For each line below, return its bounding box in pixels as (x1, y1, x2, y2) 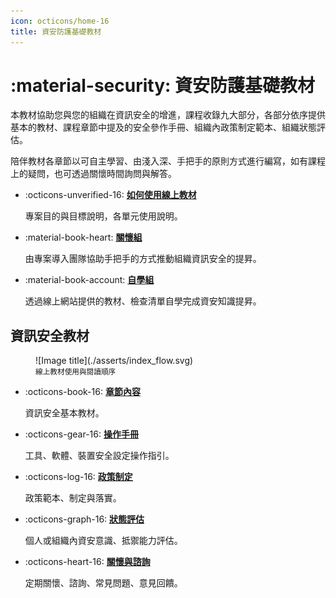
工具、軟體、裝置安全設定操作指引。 (24, 450, 175, 462)
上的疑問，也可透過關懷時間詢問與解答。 (10, 168, 177, 180)
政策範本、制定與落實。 (24, 492, 122, 504)
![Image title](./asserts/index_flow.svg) (35, 355, 194, 367)
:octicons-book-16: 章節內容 (24, 386, 141, 398)
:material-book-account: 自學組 (24, 274, 155, 286)
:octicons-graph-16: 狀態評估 (24, 513, 145, 525)
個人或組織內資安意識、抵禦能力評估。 (24, 535, 183, 547)
